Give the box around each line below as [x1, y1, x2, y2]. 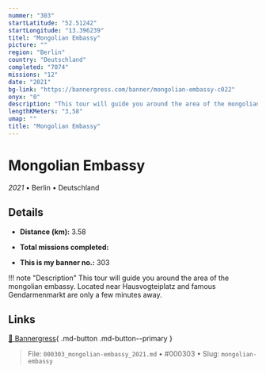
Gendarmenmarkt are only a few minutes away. [8, 290, 162, 299]
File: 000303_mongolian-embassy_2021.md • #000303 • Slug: [27, 349, 220, 359]
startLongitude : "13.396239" [8, 26, 104, 34]
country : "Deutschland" [8, 56, 87, 64]
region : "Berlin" [8, 48, 66, 56]
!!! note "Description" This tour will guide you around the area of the [8, 273, 230, 283]
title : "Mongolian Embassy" [8, 122, 101, 130]
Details [8, 206, 44, 219]
